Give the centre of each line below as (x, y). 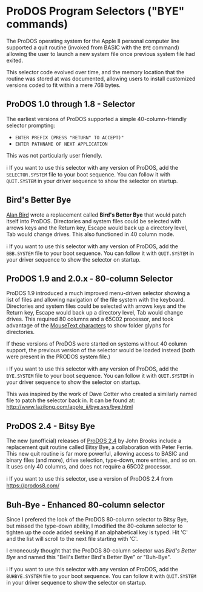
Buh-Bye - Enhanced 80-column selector (86, 505)
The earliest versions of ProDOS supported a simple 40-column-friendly (96, 119)
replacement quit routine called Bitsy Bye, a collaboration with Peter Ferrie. (100, 447)
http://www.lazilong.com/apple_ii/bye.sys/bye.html (70, 407)
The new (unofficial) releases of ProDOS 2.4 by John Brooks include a (94, 441)
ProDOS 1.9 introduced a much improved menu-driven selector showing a (98, 293)
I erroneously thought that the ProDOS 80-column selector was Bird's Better (101, 551)
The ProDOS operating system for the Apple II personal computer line (93, 41)
